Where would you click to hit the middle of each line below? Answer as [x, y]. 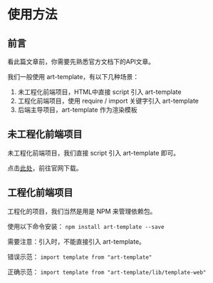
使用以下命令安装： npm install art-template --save [86, 226]
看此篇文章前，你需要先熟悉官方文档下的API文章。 [81, 62]
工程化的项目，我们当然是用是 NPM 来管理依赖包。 [82, 211]
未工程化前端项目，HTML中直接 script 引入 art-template [99, 92]
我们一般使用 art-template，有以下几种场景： [73, 77]
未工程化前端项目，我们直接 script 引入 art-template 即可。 [94, 153]
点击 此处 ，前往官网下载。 [45, 168]
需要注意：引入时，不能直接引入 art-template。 [77, 241]
